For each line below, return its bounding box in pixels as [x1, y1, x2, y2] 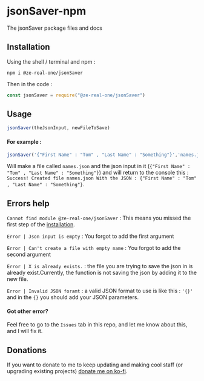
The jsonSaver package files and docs [7, 24, 102, 32]
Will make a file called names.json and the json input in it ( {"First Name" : [7, 163, 191, 170]
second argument [7, 251, 51, 258]
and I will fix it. [7, 328, 43, 335]
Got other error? [7, 308, 48, 315]
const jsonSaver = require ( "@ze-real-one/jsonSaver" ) [7, 92, 146, 98]
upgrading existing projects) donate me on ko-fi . [7, 368, 128, 375]
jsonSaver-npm [7, 4, 87, 18]
